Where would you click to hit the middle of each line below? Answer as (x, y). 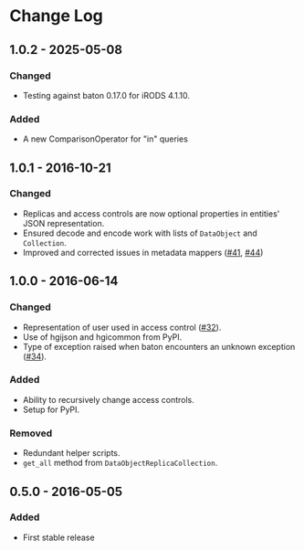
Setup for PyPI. (51, 409)
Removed (31, 433)
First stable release (58, 537)
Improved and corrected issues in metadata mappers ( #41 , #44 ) (143, 252)
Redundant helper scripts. (71, 453)
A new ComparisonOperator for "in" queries (105, 139)
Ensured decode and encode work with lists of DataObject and (140, 233)
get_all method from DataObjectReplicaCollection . (120, 463)
